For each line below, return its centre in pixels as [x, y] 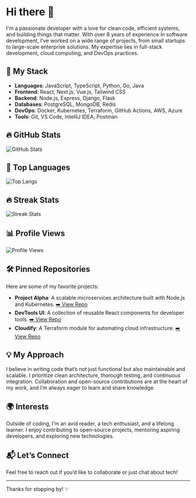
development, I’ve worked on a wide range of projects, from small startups [96, 40]
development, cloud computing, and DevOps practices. [72, 53]
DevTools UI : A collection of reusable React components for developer [99, 312]
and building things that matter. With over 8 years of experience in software [97, 34]
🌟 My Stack [27, 72]
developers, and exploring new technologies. [60, 436]
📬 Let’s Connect [37, 455]
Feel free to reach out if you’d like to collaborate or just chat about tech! [92, 472]
